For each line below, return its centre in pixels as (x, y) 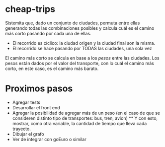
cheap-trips (30, 9)
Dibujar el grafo (28, 134)
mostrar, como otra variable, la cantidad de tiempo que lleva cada (80, 123)
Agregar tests (26, 102)
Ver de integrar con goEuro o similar (49, 139)
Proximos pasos (39, 89)
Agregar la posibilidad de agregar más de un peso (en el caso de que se (86, 113)
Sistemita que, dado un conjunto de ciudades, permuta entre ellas (73, 23)
